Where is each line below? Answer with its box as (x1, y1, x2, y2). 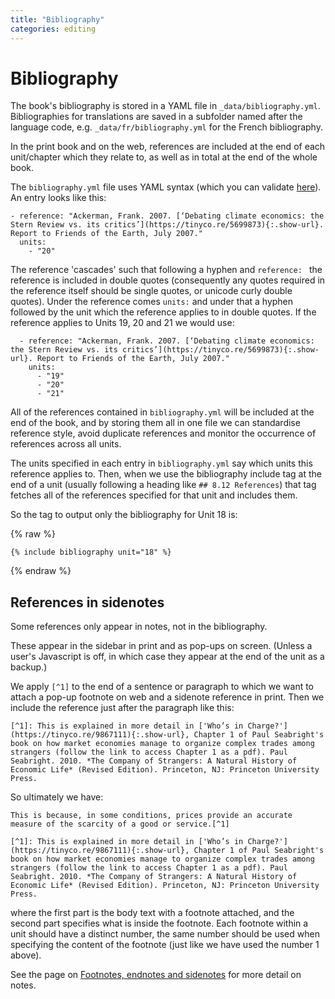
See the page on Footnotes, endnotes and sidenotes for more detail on (10, 969, 302, 981)
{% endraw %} (10, 565, 72, 577)
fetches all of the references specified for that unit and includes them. (10, 489, 298, 501)
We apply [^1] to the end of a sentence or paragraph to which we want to (10, 681, 315, 693)
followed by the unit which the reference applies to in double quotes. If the (10, 306, 317, 318)
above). (10, 949, 42, 961)
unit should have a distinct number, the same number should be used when (10, 928, 320, 940)
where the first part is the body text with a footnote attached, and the (10, 907, 295, 919)
